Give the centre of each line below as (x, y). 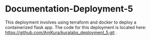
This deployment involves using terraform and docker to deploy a (71, 22)
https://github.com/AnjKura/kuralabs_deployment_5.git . (61, 32)
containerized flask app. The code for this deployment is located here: (76, 27)
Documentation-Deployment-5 (69, 9)
